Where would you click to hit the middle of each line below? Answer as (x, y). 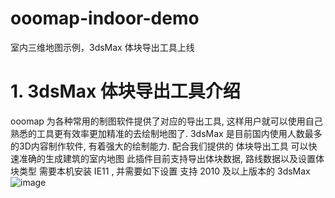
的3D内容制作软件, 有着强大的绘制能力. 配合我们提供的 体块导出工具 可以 (159, 146)
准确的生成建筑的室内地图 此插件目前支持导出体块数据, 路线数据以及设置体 (171, 158)
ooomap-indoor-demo (105, 18)
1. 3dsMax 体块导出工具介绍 (125, 91)
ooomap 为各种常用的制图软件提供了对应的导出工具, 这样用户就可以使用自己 (166, 121)
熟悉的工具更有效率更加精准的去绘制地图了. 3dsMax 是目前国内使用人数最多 (166, 133)
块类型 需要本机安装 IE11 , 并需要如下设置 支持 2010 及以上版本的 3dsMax (160, 171)
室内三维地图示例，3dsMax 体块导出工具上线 (102, 47)
